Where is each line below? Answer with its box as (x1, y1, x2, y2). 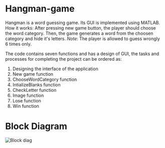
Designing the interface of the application (12, 66, 99, 72)
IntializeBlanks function (12, 81, 61, 88)
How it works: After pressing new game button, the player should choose (5, 25, 156, 31)
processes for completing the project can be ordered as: (5, 56, 122, 62)
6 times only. (5, 41, 32, 47)
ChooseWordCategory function (12, 76, 77, 82)
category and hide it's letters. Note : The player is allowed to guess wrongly (5, 36, 160, 42)
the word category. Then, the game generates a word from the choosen (5, 30, 153, 36)
